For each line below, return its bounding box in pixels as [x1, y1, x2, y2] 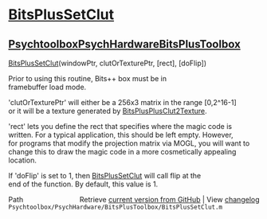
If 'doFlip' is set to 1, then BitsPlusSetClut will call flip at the [8, 171, 202, 180]
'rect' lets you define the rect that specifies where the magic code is [8, 122, 233, 131]
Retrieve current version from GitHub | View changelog [79, 195, 260, 204]
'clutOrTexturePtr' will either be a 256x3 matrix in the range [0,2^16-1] [8, 98, 237, 107]
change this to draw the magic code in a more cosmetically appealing [8, 147, 237, 156]
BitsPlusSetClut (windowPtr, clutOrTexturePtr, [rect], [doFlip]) [8, 58, 207, 68]
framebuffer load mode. [8, 82, 87, 92]
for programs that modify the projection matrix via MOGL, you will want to [8, 139, 250, 148]
